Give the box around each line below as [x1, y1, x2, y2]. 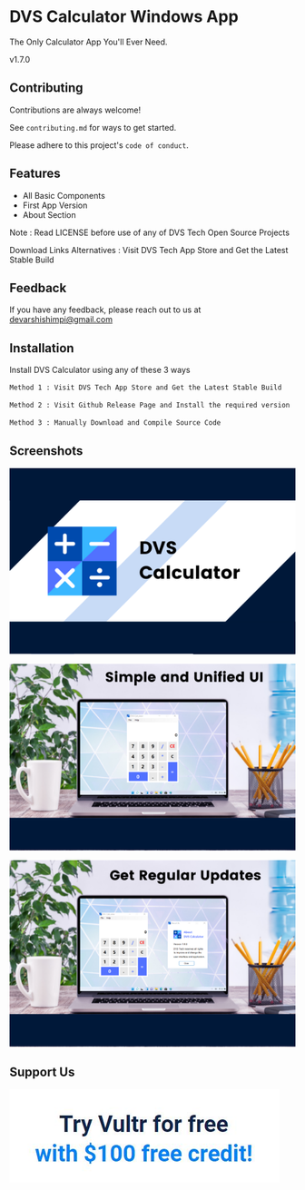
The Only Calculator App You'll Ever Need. [9, 36, 168, 47]
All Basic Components [22, 190, 106, 201]
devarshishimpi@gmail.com [9, 314, 113, 325]
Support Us [9, 1065, 75, 1080]
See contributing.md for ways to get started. [9, 122, 177, 133]
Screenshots [9, 443, 84, 459]
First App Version [22, 200, 88, 211]
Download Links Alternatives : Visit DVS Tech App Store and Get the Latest [9, 244, 289, 255]
